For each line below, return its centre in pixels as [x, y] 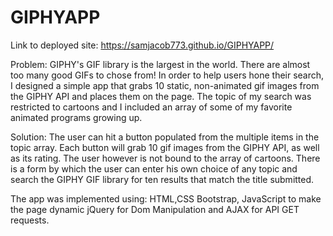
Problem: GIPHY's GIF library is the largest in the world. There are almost [160, 64]
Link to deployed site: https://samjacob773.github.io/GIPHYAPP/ [142, 45]
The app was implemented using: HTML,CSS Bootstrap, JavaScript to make [166, 198]
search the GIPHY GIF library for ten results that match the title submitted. [162, 179]
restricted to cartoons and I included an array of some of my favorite [151, 107]
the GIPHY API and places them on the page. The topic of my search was [161, 96]
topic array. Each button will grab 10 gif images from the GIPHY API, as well [165, 147]
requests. [30, 220]
